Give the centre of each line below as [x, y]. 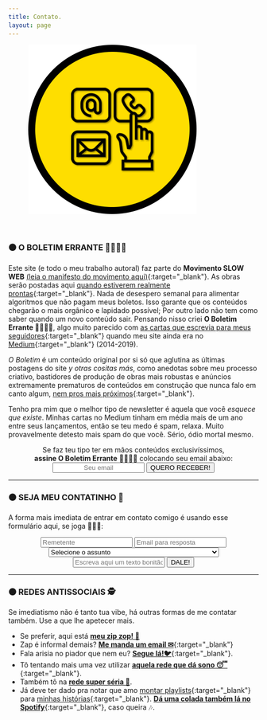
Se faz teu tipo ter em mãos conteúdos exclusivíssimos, [133, 449]
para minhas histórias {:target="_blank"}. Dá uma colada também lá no [135, 699]
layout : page [30, 25]
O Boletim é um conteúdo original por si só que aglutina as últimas [116, 359]
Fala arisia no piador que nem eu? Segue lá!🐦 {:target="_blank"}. [126, 654]
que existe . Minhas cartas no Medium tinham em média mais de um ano [126, 417]
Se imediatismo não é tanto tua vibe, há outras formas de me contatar [122, 612]
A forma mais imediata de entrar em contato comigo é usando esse [118, 518]
